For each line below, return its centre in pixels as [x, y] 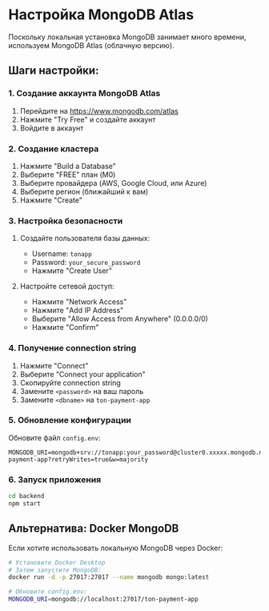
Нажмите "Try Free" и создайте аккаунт [88, 119]
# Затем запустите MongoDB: [55, 570]
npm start [25, 503]
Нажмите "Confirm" [65, 328]
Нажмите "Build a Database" [68, 166]
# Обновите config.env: [48, 592]
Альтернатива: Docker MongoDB [94, 529]
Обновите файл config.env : [54, 437]
